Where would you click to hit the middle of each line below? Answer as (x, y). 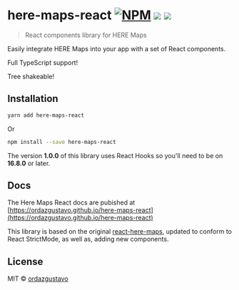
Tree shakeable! (31, 76)
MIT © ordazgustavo (38, 279)
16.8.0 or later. (29, 163)
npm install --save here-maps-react (62, 142)
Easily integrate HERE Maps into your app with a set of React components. (117, 48)
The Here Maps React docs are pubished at (71, 202)
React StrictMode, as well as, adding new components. (88, 239)
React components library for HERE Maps (86, 35)
